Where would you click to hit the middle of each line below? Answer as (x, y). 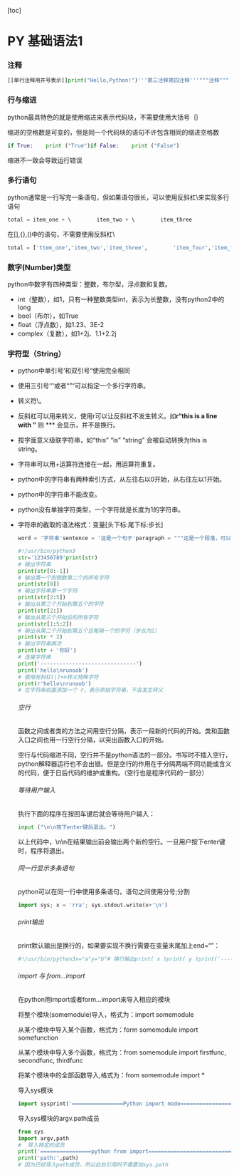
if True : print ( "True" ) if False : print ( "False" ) (94, 145)
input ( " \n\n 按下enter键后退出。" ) (67, 827)
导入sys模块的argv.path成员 (58, 1118)
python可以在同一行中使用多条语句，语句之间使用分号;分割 (103, 891)
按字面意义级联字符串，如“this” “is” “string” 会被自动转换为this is (112, 440)
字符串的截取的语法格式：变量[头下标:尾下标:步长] (90, 525)
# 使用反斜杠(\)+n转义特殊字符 (58, 677)
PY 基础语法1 (45, 41)
